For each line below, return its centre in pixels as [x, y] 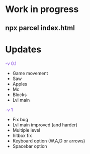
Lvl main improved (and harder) [45, 125]
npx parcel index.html [40, 28]
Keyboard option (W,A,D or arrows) [49, 141]
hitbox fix [22, 135]
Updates [23, 49]
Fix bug [20, 119]
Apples [20, 84]
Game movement [30, 73]
